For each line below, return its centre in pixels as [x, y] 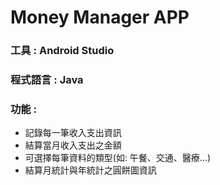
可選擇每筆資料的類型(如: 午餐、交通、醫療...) [118, 158]
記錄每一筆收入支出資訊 [73, 133]
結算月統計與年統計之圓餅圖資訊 [90, 170]
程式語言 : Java [47, 80]
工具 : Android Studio [62, 51]
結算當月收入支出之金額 [73, 145]
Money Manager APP [100, 17]
